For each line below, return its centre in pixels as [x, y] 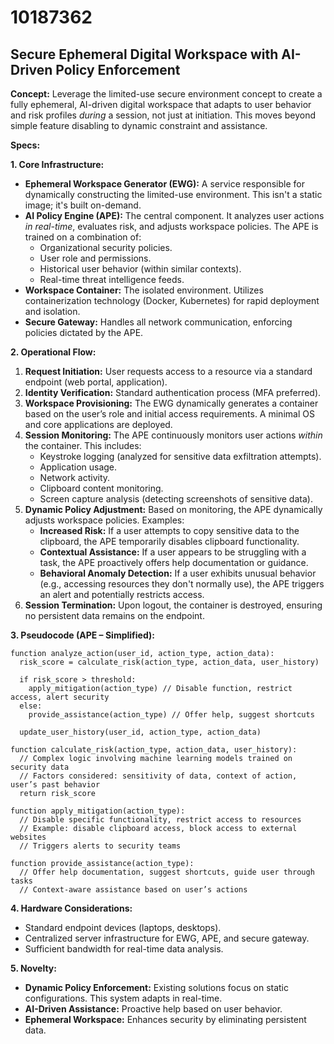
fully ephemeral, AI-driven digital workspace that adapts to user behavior [161, 104]
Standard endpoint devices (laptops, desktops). [123, 927]
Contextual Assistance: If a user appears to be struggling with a [173, 552]
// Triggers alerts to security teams [100, 846]
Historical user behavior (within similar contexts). [140, 269]
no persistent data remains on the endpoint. [114, 615]
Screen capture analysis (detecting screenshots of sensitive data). [176, 499]
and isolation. [52, 311]
